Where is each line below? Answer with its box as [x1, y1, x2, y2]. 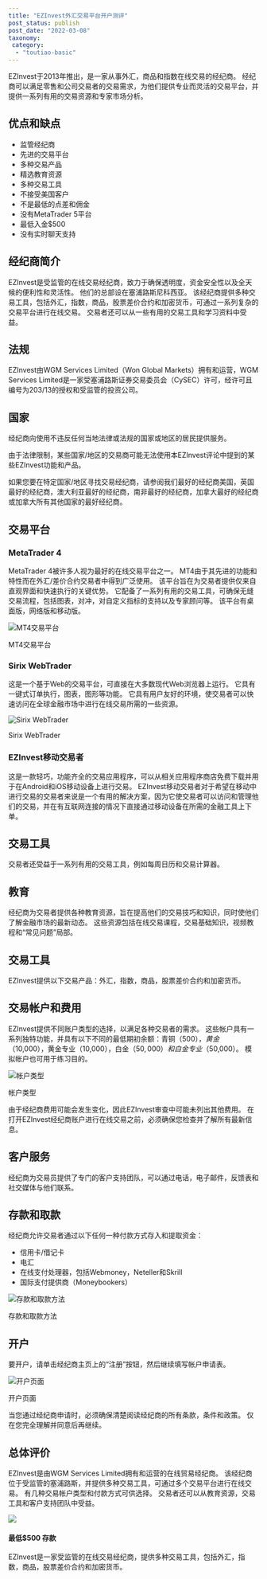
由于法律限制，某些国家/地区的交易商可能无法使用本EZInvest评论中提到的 [8, 451, 248, 460]
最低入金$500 [19, 219, 66, 229]
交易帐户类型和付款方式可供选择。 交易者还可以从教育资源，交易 [44, 1488, 256, 1498]
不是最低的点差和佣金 [19, 199, 90, 209]
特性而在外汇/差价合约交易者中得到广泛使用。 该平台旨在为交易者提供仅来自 [8, 576, 257, 585]
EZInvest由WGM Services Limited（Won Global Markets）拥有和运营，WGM [8, 365, 259, 375]
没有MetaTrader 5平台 [19, 209, 92, 219]
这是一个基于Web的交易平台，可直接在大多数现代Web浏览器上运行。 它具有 [8, 679, 256, 689]
